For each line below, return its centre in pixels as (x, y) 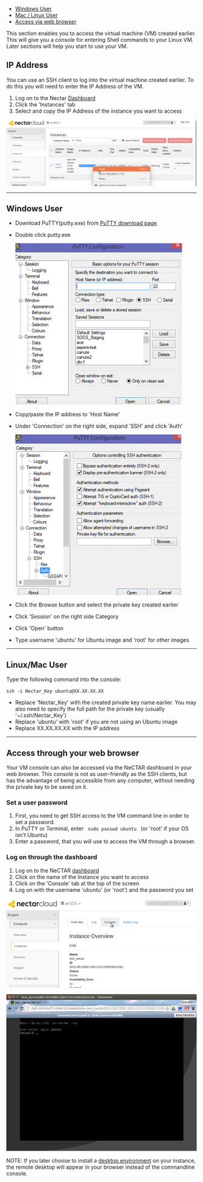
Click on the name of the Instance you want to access (82, 877)
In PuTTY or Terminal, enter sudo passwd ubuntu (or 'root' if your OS (102, 829)
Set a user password (37, 802)
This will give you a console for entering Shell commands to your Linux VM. (100, 40)
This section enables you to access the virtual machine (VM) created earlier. (101, 33)
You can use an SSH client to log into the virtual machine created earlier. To (100, 80)
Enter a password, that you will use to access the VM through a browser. (105, 842)
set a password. (35, 822)
